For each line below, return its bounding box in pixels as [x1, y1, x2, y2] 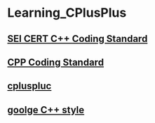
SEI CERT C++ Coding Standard [7, 33, 148, 45]
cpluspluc [7, 80, 52, 92]
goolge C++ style [7, 103, 85, 116]
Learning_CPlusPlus [7, 5, 127, 21]
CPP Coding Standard [7, 56, 104, 68]
